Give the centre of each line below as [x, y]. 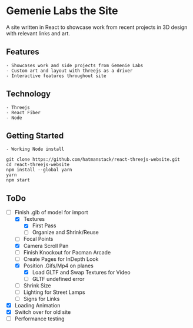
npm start [18, 180]
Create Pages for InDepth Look [61, 259]
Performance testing [39, 319]
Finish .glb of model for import [51, 213]
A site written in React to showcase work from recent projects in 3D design [97, 27]
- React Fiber [24, 112]
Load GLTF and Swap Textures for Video [81, 272]
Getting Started [35, 136]
